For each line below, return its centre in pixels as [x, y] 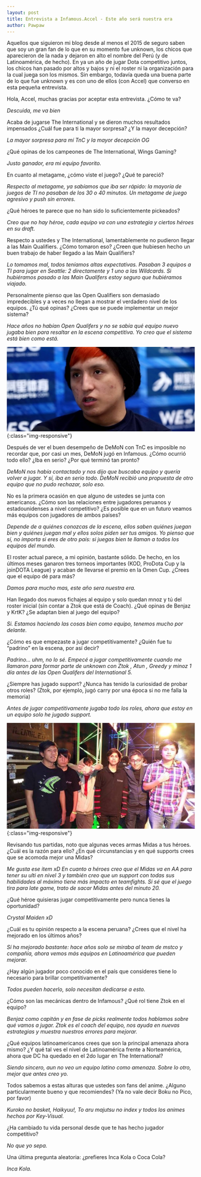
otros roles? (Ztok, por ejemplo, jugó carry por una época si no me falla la [97, 690]
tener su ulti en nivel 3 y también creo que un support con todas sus [91, 876]
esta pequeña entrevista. [37, 87]
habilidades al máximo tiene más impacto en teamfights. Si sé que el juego [99, 882]
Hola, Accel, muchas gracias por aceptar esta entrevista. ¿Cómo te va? [94, 99]
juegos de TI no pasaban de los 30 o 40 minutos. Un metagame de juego [97, 193]
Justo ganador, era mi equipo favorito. [54, 163]
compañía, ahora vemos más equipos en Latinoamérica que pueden [91, 953]
